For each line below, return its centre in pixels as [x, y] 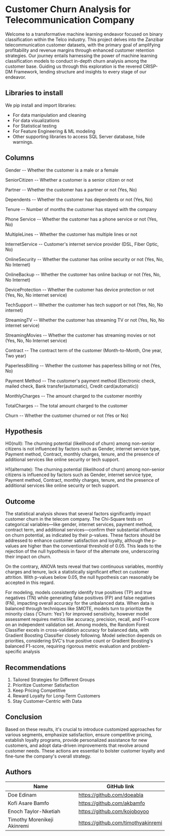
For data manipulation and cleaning [49, 115]
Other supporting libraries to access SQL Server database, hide [79, 136]
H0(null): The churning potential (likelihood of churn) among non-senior [80, 443]
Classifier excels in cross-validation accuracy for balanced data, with [77, 630]
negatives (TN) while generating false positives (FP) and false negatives [80, 598]
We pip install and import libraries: [41, 105]
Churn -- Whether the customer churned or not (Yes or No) [67, 415]
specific [14, 652]
